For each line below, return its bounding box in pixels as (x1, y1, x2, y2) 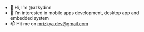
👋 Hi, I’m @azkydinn (10, 5, 52, 10)
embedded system (10, 15, 49, 21)
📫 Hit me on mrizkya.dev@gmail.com (10, 21, 89, 27)
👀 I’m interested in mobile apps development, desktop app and (10, 10, 139, 16)
